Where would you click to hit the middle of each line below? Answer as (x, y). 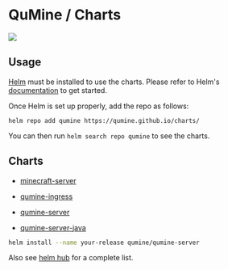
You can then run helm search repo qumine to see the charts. (109, 136)
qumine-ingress (46, 196)
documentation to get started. (58, 90)
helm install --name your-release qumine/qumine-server (104, 243)
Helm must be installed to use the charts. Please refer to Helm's (114, 82)
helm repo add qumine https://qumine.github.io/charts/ (104, 120)
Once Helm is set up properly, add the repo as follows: (99, 106)
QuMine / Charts (65, 15)
